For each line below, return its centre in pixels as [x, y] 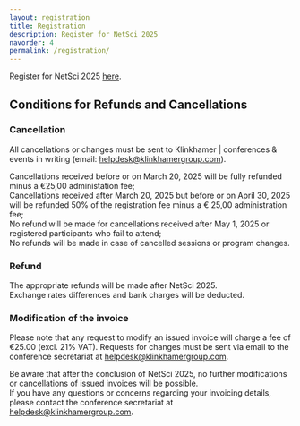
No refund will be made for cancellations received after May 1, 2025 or [139, 224]
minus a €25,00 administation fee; [72, 185]
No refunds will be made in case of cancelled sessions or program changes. [150, 243]
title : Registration [48, 26]
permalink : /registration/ [60, 51]
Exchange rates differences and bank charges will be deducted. [127, 295]
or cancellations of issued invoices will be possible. [104, 383]
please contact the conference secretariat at [91, 403]
